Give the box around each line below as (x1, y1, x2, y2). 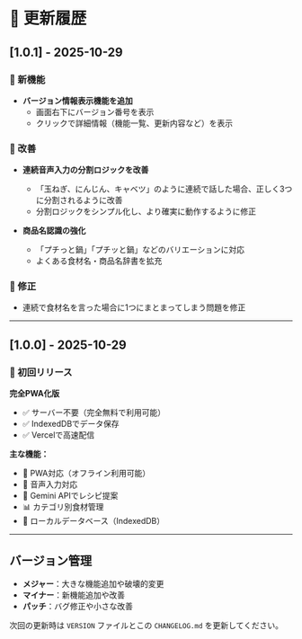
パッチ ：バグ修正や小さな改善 (22, 600, 133, 611)
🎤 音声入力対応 (22, 479, 78, 490)
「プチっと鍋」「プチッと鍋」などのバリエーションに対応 (35, 244, 245, 255)
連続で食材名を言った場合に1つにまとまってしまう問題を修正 (22, 302, 246, 313)
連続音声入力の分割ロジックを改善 (22, 164, 149, 175)
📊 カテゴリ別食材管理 (22, 501, 104, 512)
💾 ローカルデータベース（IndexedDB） (22, 516, 164, 527)
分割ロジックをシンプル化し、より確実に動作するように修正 (35, 206, 256, 217)
